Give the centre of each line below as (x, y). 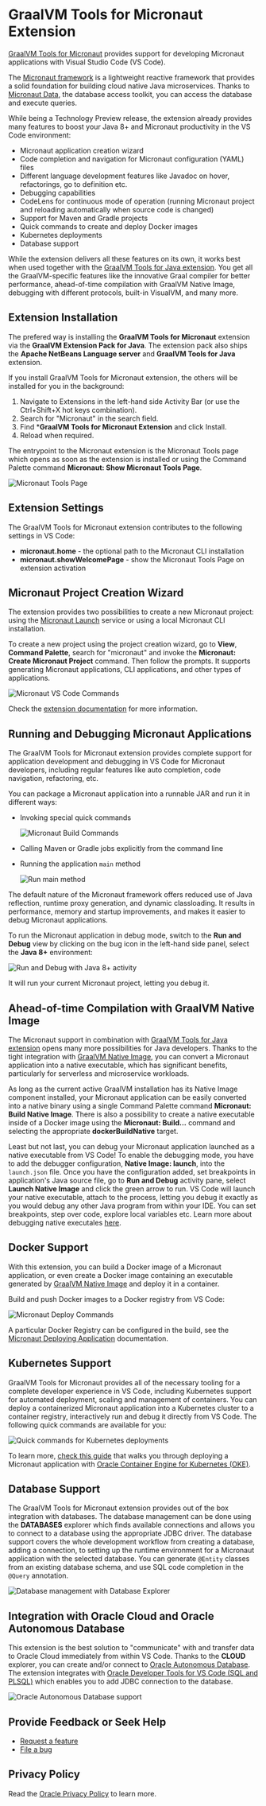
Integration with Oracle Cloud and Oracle (111, 1616)
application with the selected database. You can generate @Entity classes (129, 1559)
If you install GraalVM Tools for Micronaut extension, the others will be (123, 377)
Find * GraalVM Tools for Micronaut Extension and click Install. (123, 426)
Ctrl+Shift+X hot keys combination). (78, 410)
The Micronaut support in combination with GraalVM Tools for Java (118, 1040)
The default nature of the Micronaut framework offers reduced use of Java (130, 895)
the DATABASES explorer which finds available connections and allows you (132, 1525)
